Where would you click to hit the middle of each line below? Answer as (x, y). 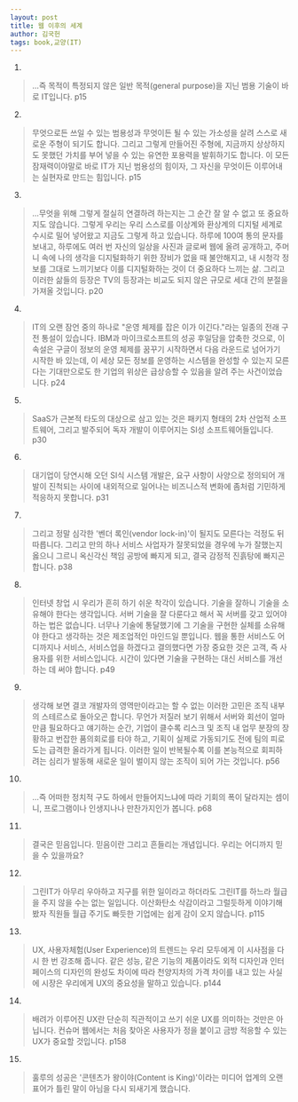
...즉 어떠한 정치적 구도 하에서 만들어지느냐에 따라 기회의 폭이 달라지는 (152, 797)
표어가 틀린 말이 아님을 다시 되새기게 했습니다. (111, 1089)
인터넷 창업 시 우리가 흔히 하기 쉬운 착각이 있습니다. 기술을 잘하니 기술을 (156, 603)
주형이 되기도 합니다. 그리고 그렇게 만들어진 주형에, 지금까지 (152, 144)
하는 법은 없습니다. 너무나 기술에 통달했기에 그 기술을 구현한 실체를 (146, 625)
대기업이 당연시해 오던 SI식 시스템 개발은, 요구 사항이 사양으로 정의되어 (153, 475)
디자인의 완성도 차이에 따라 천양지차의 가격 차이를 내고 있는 (165, 972)
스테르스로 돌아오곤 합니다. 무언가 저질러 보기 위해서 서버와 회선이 (155, 717)
